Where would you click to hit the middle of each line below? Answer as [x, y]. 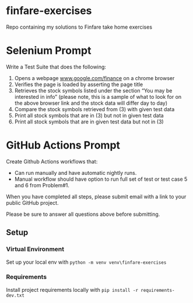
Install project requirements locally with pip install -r [72, 290]
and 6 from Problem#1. [42, 185]
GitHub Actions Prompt [63, 145]
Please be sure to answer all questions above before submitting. [83, 214]
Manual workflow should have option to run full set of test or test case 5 [101, 179]
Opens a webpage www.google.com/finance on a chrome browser [94, 78]
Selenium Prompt [49, 51]
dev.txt [15, 295]
